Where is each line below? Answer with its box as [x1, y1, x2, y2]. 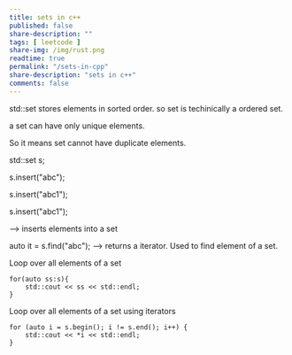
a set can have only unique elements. [9, 120, 145, 131]
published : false [9, 21, 73, 30]
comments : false [9, 79, 69, 88]
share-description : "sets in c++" [9, 71, 137, 80]
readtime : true [9, 54, 65, 63]
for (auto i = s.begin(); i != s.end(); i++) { [9, 322, 188, 332]
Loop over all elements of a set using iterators [9, 305, 176, 316]
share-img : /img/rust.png [9, 46, 104, 55]
